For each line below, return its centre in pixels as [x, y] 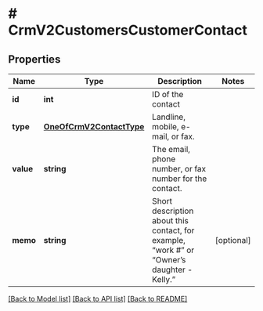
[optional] [233, 240]
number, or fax [179, 169]
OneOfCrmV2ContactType [94, 127]
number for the [180, 179]
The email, [171, 149]
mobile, [166, 127]
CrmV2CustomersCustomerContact [128, 30]
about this [171, 221]
